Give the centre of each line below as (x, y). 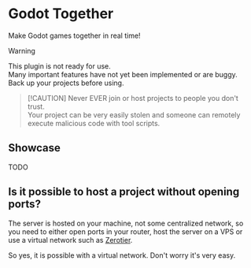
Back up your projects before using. (66, 83)
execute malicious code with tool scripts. (94, 123)
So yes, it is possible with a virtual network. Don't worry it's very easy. (122, 255)
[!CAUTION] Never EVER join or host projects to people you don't (133, 98)
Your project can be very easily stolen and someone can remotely (134, 114)
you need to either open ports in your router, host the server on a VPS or (125, 231)
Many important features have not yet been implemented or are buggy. (123, 74)
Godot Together (61, 14)
